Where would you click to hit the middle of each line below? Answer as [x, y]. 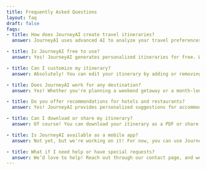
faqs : [13, 29]
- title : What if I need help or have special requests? [81, 152]
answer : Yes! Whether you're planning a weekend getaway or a [93, 91]
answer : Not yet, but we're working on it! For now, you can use [97, 141]
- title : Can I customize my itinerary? [59, 68]
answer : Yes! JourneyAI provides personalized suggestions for [94, 108]
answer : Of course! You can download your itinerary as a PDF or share [105, 124]
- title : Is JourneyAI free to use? [53, 52]
